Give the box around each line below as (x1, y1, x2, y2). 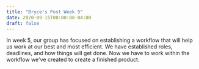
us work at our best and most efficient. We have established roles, (6, 43, 173, 50)
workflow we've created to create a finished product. (6, 56, 140, 64)
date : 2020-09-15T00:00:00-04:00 (6, 15, 92, 21)
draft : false (6, 20, 40, 26)
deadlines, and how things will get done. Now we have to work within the (6, 50, 190, 57)
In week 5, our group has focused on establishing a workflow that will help (6, 37, 194, 44)
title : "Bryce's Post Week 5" (6, 8, 84, 15)
